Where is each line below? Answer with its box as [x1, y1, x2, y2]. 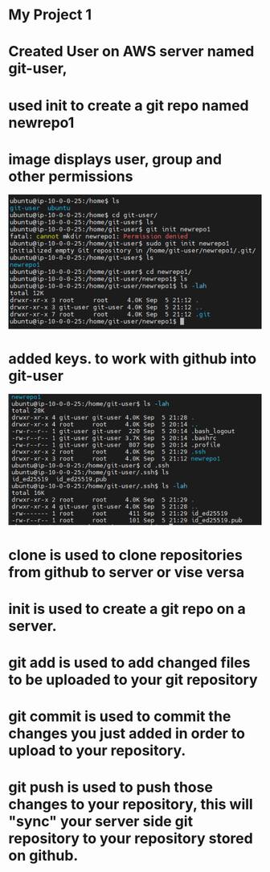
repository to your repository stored [8, 829, 253, 848]
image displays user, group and [8, 150, 223, 168]
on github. [8, 846, 79, 865]
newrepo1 [8, 113, 75, 132]
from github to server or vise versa [8, 563, 245, 581]
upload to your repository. [8, 742, 186, 760]
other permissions [8, 167, 133, 186]
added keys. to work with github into [8, 350, 257, 368]
